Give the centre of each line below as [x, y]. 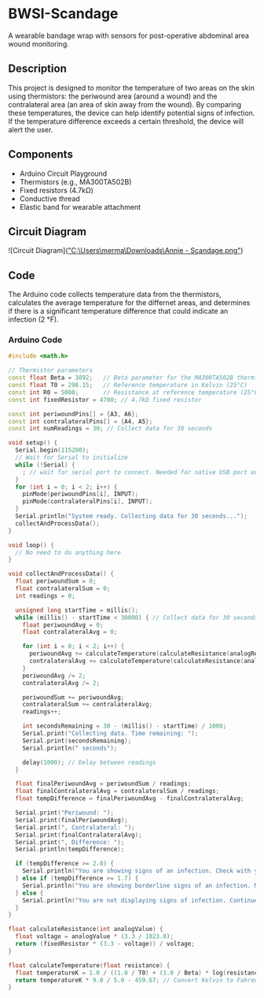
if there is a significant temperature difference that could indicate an [118, 311]
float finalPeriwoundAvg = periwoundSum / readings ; [103, 784]
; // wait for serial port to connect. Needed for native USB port [135, 472]
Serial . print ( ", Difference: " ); [70, 842]
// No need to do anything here [68, 553]
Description [37, 69]
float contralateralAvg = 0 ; [70, 632]
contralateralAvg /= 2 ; [61, 683]
